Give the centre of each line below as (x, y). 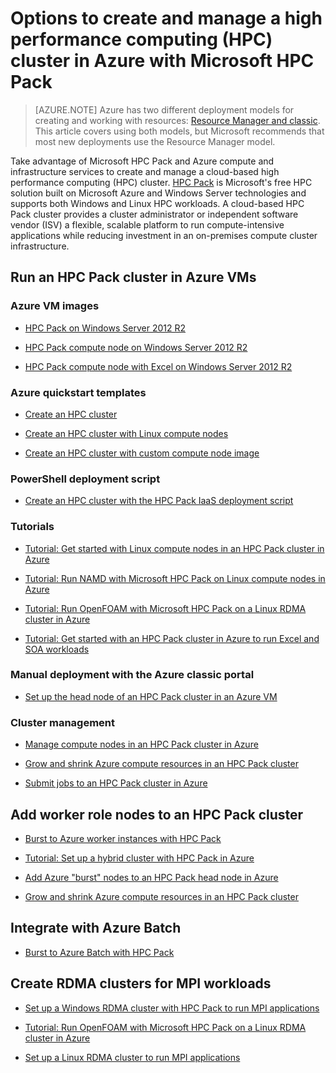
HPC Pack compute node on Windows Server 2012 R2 (136, 347)
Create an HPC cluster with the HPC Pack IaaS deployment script (159, 501)
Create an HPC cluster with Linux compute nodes (126, 433)
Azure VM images (55, 306)
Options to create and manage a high (166, 18)
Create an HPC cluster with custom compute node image (142, 453)
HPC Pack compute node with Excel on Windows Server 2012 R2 (158, 366)
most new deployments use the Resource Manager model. (155, 141)
